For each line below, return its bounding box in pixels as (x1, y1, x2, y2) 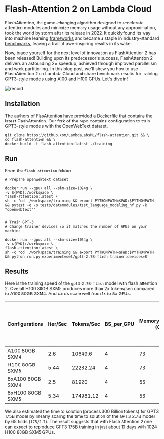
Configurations (7, 321, 44, 328)
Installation (5, 99, 40, 108)
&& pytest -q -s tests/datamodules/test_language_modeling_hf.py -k (5, 202, 147, 208)
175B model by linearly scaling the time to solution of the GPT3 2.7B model (5, 414, 155, 419)
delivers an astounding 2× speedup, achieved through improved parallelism (5, 60, 157, 66)
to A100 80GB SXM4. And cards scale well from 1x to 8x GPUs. (5, 291, 131, 297)
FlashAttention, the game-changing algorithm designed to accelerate (5, 20, 144, 25)
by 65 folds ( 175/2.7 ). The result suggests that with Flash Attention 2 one (5, 419, 152, 425)
